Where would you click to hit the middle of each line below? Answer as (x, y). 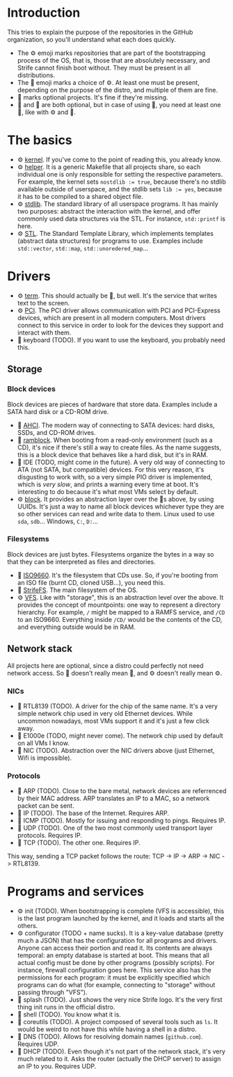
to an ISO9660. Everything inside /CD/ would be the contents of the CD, (120, 619)
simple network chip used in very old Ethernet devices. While (105, 713)
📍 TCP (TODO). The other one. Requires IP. (79, 843)
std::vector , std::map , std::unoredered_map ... (82, 248)
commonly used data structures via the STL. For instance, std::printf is (121, 218)
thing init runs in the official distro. (66, 1007)
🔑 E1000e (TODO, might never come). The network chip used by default (120, 735)
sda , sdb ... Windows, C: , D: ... (58, 521)
